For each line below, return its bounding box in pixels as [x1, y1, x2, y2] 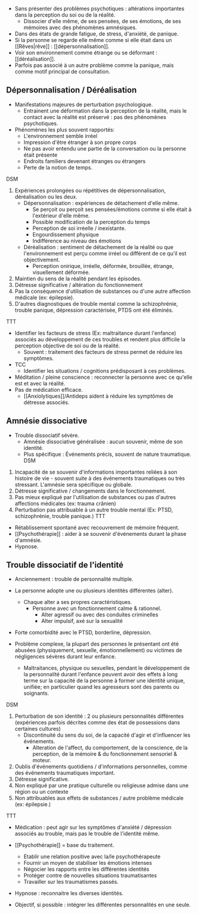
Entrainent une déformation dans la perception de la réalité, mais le [23, 107, 187, 114]
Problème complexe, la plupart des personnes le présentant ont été [14, 640, 179, 648]
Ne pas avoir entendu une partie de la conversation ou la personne [23, 145, 186, 152]
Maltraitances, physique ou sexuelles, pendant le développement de [23, 664, 190, 672]
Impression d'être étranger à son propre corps [23, 139, 137, 146]
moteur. [32, 757, 51, 764]
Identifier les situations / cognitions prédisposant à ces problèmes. [23, 367, 186, 374]
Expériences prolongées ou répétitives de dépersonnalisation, [14, 187, 166, 194]
